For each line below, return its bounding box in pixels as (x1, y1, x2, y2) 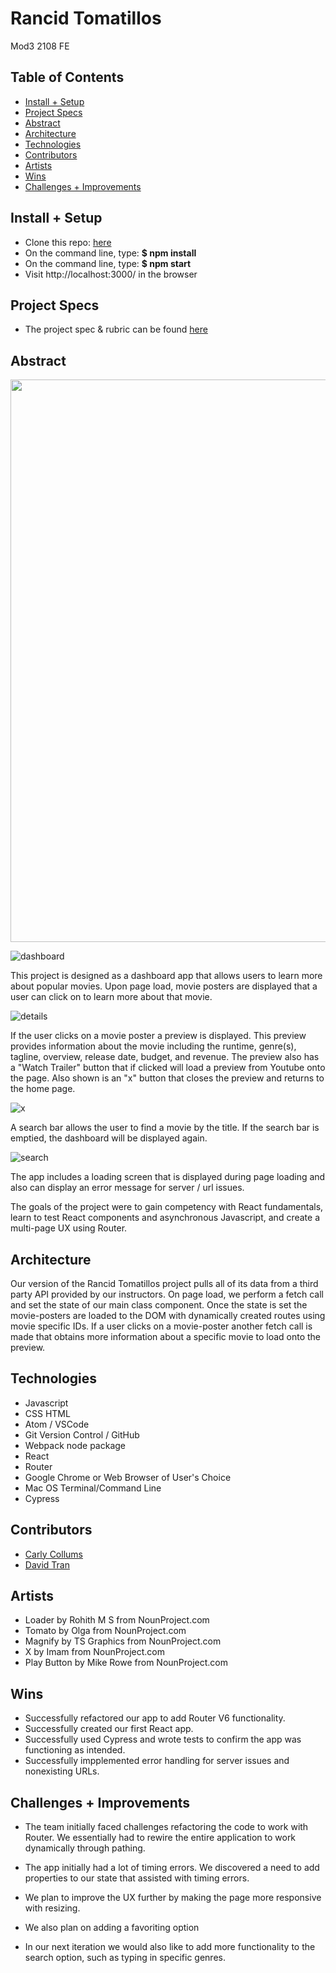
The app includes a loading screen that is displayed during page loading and (10, 1171, 326, 1183)
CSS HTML (24, 1407, 71, 1419)
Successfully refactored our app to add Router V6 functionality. (24, 1712, 286, 1724)
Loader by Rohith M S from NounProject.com (24, 1614, 210, 1626)
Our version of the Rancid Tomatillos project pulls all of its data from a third (10, 1278, 319, 1289)
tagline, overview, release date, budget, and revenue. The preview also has (10, 1051, 320, 1063)
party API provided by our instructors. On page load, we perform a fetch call (10, 1288, 324, 1300)
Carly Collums (24, 1548, 83, 1560)
